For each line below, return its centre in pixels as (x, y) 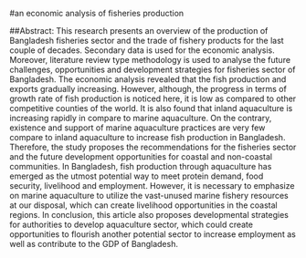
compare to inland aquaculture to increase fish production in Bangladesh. (148, 137)
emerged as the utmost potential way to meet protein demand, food (137, 176)
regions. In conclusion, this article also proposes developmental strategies (149, 215)
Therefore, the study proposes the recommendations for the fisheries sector (153, 147)
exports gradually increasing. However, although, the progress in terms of (148, 89)
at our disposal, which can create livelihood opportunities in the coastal (144, 205)
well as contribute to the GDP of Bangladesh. (94, 244)
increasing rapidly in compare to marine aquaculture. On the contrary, (141, 118)
